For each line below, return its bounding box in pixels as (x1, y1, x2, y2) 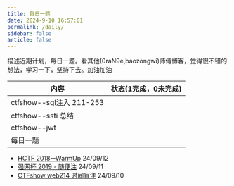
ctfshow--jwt (11, 123, 56, 132)
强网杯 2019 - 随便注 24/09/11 (17, 163, 104, 171)
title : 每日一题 (7, 10, 51, 18)
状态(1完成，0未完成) (110, 84, 182, 94)
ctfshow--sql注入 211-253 (11, 98, 104, 108)
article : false (7, 37, 52, 44)
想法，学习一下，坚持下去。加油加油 (7, 66, 112, 74)
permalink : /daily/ (7, 23, 65, 30)
